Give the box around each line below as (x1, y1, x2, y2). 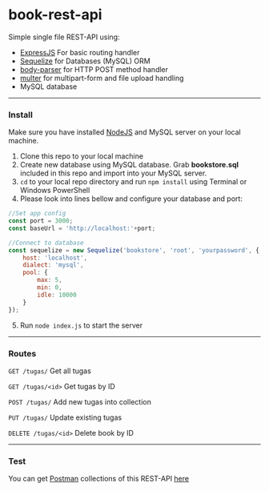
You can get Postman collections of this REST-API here (8, 474, 190, 484)
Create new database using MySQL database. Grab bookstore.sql (19, 160, 239, 170)
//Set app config (8, 210, 66, 218)
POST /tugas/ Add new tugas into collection (8, 396, 152, 406)
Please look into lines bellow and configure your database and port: (19, 194, 243, 203)
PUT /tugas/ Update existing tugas (8, 413, 122, 422)
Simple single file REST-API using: (8, 32, 120, 42)
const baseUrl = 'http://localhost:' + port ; (8, 224, 156, 232)
